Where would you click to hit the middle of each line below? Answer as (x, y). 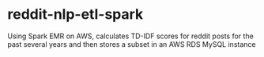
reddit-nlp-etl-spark (75, 14)
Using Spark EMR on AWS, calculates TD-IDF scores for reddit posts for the (130, 36)
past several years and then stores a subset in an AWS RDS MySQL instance (132, 44)
